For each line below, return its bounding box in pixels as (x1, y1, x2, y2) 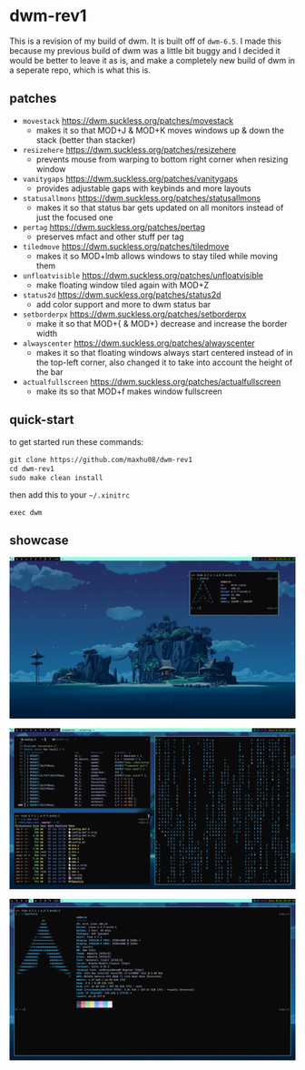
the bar (35, 366, 64, 378)
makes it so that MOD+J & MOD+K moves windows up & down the (35, 125, 284, 136)
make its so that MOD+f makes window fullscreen (35, 386, 222, 397)
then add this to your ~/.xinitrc (9, 489, 130, 500)
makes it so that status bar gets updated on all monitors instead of (35, 202, 284, 213)
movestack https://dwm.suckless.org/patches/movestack (22, 115, 234, 126)
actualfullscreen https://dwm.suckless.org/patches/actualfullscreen (22, 376, 281, 387)
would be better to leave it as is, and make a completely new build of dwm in (9, 55, 296, 66)
